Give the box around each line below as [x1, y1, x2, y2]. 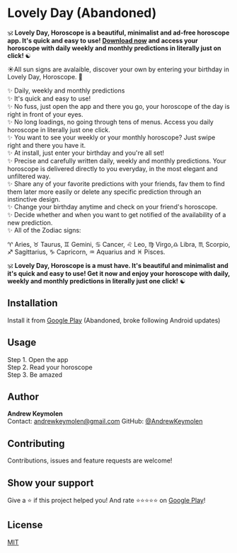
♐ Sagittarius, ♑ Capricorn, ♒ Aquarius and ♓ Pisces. [7, 248, 166, 256]
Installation [7, 297, 58, 309]
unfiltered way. [7, 172, 51, 180]
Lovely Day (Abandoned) [7, 5, 157, 21]
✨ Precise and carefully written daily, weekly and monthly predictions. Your [7, 156, 226, 165]
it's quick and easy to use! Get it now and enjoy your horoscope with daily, [7, 269, 231, 277]
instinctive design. [7, 194, 61, 203]
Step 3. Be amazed [7, 370, 62, 379]
